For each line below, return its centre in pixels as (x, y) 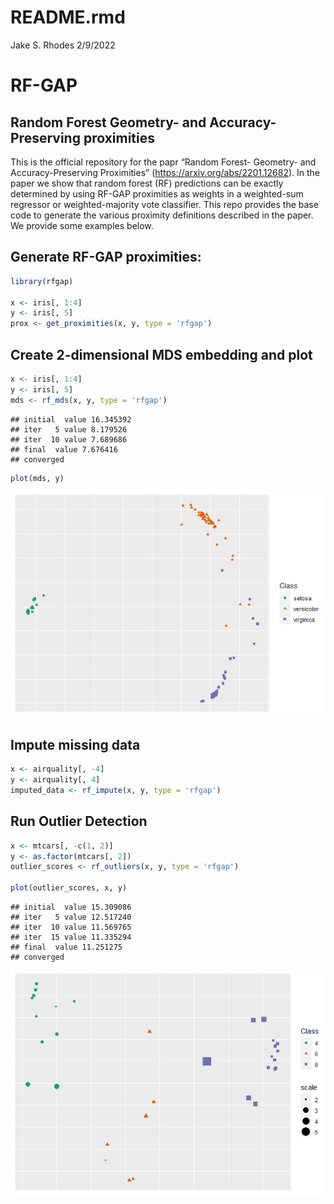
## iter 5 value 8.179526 (69, 429)
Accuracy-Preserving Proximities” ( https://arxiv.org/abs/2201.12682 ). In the (165, 172)
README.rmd (68, 17)
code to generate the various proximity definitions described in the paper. (162, 215)
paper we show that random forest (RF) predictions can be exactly (147, 183)
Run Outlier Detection (79, 821)
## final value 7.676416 (64, 449)
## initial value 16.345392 (71, 419)
